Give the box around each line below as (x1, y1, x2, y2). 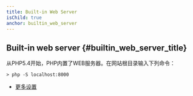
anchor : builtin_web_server (6, 20, 78, 26)
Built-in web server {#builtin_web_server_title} (6, 43, 187, 53)
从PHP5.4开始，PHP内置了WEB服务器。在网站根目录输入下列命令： (6, 60, 175, 67)
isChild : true (6, 15, 42, 21)
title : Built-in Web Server (6, 9, 78, 15)
